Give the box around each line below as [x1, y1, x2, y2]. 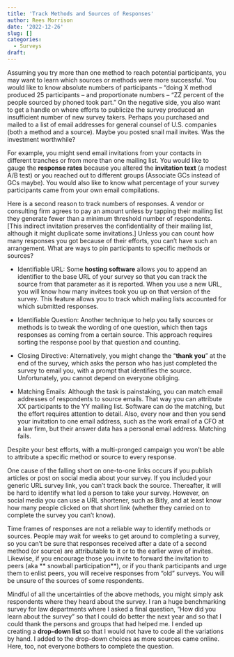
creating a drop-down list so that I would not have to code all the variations [7, 627, 224, 635]
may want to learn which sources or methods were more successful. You [7, 75, 217, 84]
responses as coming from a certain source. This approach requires [17, 330, 212, 339]
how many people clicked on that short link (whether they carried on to [7, 503, 211, 512]
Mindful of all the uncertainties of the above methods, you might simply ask [7, 590, 224, 598]
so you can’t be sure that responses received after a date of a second [7, 539, 207, 547]
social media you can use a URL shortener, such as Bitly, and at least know [7, 496, 221, 504]
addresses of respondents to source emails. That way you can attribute [17, 394, 223, 403]
